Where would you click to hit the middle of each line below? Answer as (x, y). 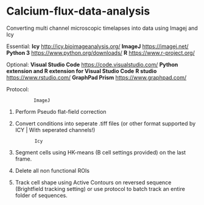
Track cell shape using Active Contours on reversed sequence (93, 182)
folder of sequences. (41, 195)
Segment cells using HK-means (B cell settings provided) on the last (100, 152)
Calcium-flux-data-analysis (78, 11)
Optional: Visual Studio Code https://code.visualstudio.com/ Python (92, 64)
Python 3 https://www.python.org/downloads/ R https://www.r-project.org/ (100, 52)
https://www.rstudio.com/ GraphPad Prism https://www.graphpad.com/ (97, 77)
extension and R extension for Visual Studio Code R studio (82, 71)
